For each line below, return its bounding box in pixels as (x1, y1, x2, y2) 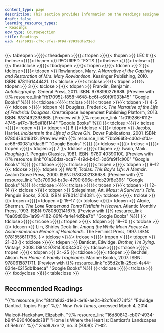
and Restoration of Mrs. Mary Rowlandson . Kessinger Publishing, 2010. (5, 73, 148, 79)
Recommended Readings (5, 284, 83, 293)
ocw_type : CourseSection (5, 30, 56, 35)
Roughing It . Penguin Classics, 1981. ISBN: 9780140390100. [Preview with (5, 151, 153, 157)
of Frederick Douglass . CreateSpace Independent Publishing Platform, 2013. (5, 109, 159, 115)
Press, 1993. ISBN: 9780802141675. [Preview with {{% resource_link (5, 208, 142, 214)
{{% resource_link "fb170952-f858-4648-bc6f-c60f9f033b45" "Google (5, 94, 150, 100)
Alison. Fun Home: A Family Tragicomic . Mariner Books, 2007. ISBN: (5, 254, 142, 260)
